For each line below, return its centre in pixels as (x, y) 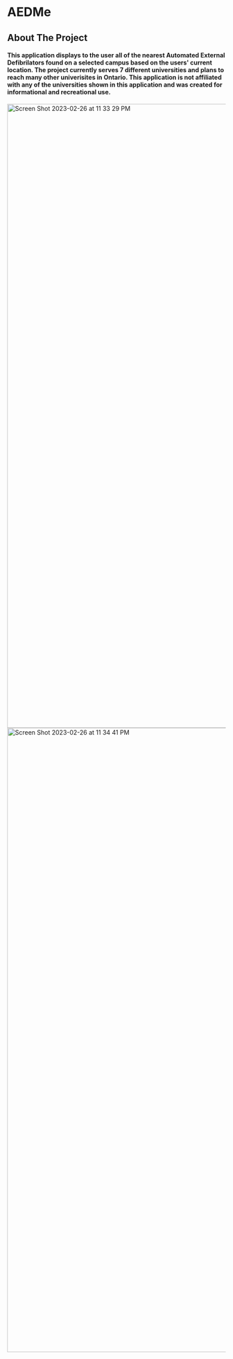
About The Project (48, 38)
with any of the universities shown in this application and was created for (115, 85)
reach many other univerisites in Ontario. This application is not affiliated (114, 78)
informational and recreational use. (59, 92)
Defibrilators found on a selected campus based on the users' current (110, 62)
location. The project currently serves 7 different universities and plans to (115, 70)
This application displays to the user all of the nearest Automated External (116, 55)
